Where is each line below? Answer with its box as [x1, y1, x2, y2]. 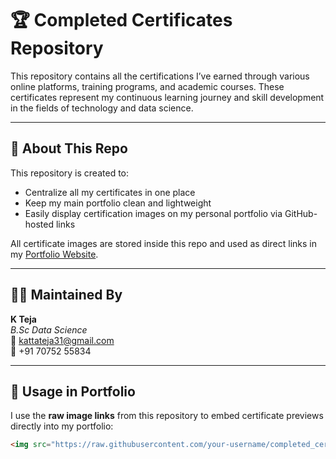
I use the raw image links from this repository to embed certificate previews [10, 410, 324, 422]
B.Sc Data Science [10, 323, 88, 336]
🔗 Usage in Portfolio [10, 383, 136, 400]
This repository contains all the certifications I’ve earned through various [10, 70, 310, 82]
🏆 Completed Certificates [10, 9, 233, 32]
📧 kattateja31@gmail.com [10, 334, 115, 346]
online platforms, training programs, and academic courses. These [10, 80, 285, 92]
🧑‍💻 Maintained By [10, 287, 123, 304]
